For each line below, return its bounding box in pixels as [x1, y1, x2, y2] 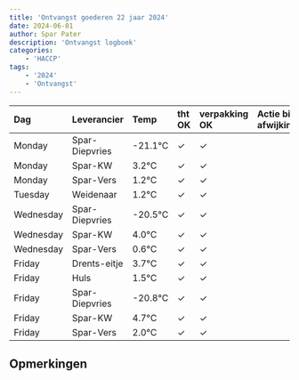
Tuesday [13, 188, 50, 200]
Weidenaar [71, 188, 117, 200]
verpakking [198, 108, 249, 120]
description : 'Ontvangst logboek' [9, 37, 138, 47]
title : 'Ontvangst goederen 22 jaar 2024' [9, 12, 169, 22]
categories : [9, 46, 53, 55]
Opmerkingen [9, 357, 87, 372]
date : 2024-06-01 [9, 21, 74, 30]
